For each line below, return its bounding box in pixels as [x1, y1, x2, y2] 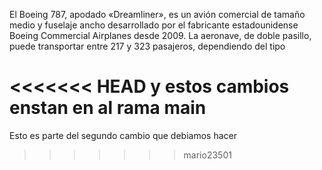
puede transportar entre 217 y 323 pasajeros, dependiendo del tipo [9, 40, 286, 52]
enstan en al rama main [9, 97, 207, 119]
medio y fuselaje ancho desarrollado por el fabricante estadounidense [9, 19, 299, 31]
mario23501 [183, 149, 232, 161]
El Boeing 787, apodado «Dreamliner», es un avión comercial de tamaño [9, 9, 306, 20]
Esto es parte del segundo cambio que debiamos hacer [9, 129, 237, 141]
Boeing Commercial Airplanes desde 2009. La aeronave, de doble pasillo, [9, 30, 312, 41]
